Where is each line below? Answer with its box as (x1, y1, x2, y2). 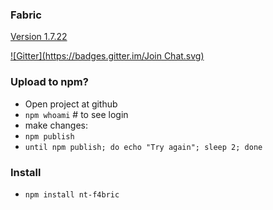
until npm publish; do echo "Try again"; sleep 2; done (24, 142, 263, 152)
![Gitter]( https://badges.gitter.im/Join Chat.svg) (10, 50, 205, 62)
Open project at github (24, 98, 118, 110)
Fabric (10, 8, 42, 22)
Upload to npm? (10, 75, 89, 89)
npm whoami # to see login (24, 108, 129, 120)
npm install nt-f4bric (24, 189, 120, 200)
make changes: (24, 119, 88, 131)
